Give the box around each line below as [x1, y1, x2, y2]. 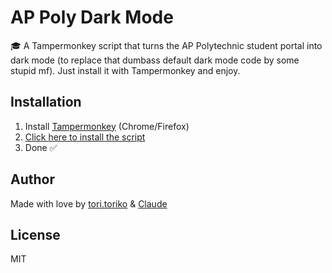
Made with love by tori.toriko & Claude [10, 197, 168, 210]
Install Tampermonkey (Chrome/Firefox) [24, 120, 190, 132]
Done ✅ [24, 141, 58, 153]
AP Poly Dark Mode [10, 6, 174, 29]
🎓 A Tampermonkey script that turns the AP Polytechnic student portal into [10, 39, 323, 51]
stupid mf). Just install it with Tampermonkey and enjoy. [10, 64, 241, 76]
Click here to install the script [24, 131, 146, 143]
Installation [10, 94, 82, 111]
